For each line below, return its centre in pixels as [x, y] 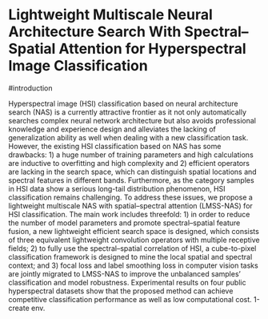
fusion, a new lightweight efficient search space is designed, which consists [134, 231]
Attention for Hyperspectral [152, 49]
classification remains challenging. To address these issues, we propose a [131, 197]
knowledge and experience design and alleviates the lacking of [112, 129]
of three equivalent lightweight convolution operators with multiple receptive [134, 240]
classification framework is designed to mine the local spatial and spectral [130, 256]
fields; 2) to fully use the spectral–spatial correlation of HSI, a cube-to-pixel [132, 248]
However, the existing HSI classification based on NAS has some [115, 146]
